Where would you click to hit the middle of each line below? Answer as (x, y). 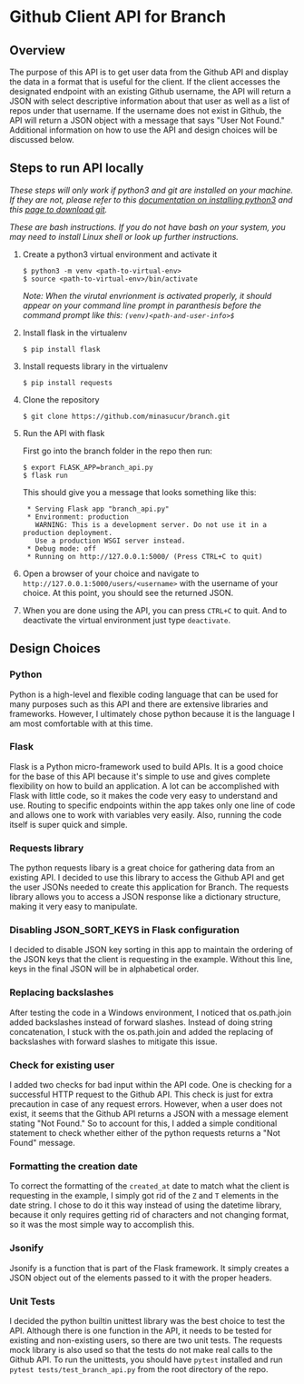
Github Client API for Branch (118, 17)
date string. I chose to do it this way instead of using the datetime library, (146, 1205)
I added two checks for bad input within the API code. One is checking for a (151, 1084)
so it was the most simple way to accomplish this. (102, 1225)
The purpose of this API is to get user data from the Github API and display (149, 72)
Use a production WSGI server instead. (110, 541)
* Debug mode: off (62, 548)
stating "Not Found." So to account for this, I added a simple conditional (143, 1123)
